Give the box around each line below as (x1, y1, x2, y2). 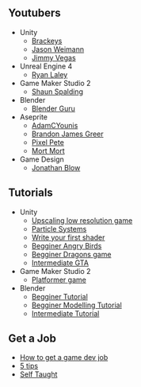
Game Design (19, 154, 65, 164)
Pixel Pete (31, 137, 65, 147)
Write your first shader (31, 233, 105, 242)
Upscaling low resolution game (31, 215, 133, 225)
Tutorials (8, 186, 53, 200)
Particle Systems (31, 224, 87, 233)
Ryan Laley (31, 69, 68, 79)
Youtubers (8, 6, 61, 20)
